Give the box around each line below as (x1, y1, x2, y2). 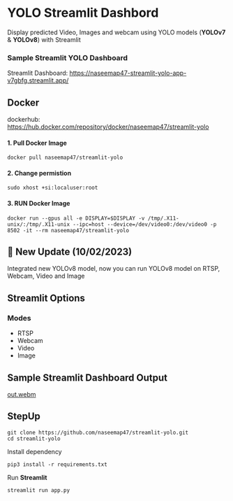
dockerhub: (7, 115, 40, 124)
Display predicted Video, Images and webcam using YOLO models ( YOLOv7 (7, 28, 226, 36)
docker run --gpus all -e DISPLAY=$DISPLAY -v (7, 215, 145, 222)
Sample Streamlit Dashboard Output (7, 372, 168, 383)
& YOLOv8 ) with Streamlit (7, 35, 82, 43)
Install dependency (7, 447, 62, 456)
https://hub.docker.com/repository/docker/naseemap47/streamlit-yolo (7, 122, 209, 131)
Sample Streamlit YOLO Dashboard (7, 52, 128, 62)
